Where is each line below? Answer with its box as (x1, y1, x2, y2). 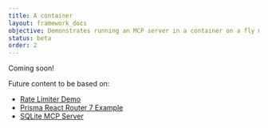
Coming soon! (8, 63, 54, 73)
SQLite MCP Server (19, 111, 84, 121)
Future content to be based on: (8, 79, 110, 89)
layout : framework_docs (8, 19, 88, 27)
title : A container (8, 11, 73, 20)
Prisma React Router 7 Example (19, 103, 124, 113)
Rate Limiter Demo (19, 94, 81, 104)
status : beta (8, 34, 52, 42)
